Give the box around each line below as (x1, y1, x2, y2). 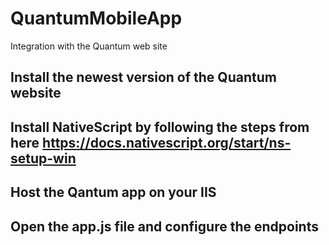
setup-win (10, 150, 77, 167)
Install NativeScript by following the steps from (10, 118, 310, 136)
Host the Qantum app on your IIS (10, 184, 217, 201)
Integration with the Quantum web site (10, 40, 168, 52)
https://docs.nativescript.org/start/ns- (42, 134, 292, 151)
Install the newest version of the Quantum (10, 69, 277, 86)
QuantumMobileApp (10, 7, 183, 30)
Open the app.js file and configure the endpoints (10, 218, 319, 235)
